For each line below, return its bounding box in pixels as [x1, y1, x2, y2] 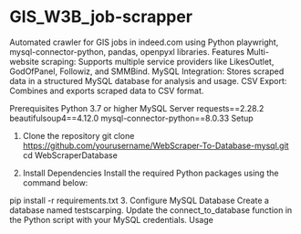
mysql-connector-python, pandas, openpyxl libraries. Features [9, 46, 244, 57]
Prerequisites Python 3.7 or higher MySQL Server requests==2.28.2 [9, 102, 265, 113]
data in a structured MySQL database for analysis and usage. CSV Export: [9, 75, 287, 86]
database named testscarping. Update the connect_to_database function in [9, 204, 293, 216]
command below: [22, 176, 88, 188]
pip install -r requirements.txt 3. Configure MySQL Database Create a [9, 195, 269, 206]
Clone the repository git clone [22, 130, 135, 141]
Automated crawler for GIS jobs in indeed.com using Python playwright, [9, 37, 279, 48]
